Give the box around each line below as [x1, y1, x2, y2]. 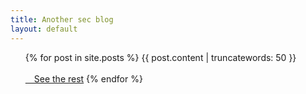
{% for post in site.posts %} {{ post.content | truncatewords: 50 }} [24, 51, 297, 63]
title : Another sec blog [10, 14, 114, 25]
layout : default [10, 24, 78, 34]
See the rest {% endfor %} [33, 72, 143, 85]
